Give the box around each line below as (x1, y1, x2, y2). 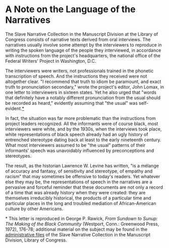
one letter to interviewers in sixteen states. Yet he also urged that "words (5, 89, 156, 95)
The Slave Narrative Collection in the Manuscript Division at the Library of (5, 31, 158, 37)
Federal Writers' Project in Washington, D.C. (5, 58, 96, 64)
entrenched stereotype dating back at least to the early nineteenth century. (5, 137, 161, 143)
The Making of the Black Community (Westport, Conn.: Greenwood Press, (5, 221, 159, 227)
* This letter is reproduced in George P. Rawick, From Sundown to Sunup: (5, 215, 158, 221)
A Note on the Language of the (5, 4, 136, 15)
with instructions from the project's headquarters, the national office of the (5, 52, 160, 59)
